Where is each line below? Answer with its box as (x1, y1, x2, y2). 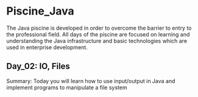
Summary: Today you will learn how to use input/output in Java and (6, 77, 175, 84)
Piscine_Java (6, 4, 74, 18)
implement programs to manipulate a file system (6, 84, 127, 91)
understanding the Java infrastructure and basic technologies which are (6, 37, 188, 44)
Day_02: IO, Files (6, 61, 70, 72)
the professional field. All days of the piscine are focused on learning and (6, 30, 190, 38)
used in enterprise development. (6, 44, 88, 51)
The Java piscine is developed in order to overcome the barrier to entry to (6, 24, 192, 32)
